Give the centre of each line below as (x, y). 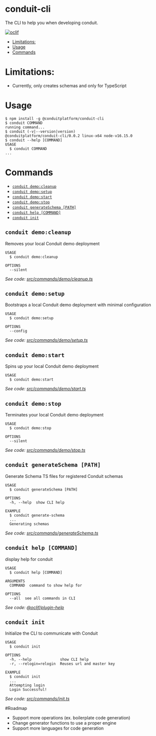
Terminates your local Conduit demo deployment (54, 415)
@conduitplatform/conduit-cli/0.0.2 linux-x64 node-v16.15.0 (69, 136)
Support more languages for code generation (58, 728)
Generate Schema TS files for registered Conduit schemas (64, 476)
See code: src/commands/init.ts (37, 699)
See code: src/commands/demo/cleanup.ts (49, 279)
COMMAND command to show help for (46, 585)
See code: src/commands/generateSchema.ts (52, 533)
